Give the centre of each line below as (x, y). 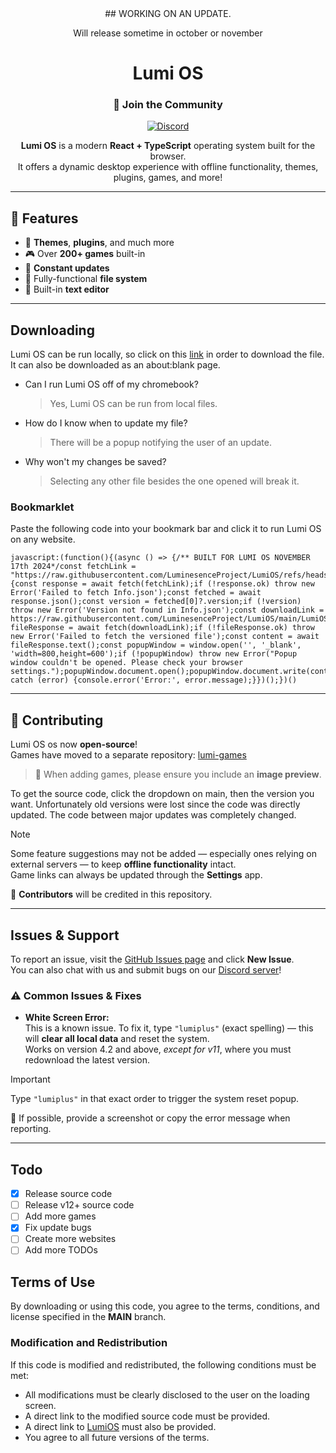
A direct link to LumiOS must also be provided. (120, 1426)
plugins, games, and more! (168, 178)
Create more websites (70, 1239)
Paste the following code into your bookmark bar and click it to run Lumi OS (166, 529)
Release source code (68, 1194)
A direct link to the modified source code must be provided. (147, 1416)
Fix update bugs (58, 1228)
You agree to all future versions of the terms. (117, 1437)
